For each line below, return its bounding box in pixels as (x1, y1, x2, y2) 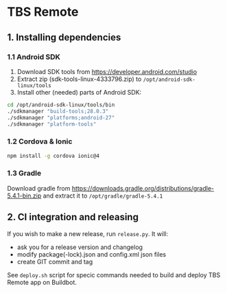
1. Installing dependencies (7, 32, 121, 43)
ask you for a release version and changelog (16, 243, 143, 251)
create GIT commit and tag (16, 257, 93, 266)
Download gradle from (7, 184, 71, 192)
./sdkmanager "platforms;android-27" (7, 114, 115, 121)
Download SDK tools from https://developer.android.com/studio (16, 67, 198, 75)
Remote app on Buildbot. (7, 278, 77, 286)
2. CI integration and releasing (7, 211, 139, 223)
